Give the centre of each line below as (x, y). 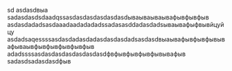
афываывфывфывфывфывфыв (51, 47)
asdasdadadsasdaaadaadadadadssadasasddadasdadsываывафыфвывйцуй (116, 24)
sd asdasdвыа (28, 10)
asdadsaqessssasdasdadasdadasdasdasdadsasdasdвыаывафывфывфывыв (116, 39)
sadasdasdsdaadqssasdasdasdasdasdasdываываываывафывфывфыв (108, 17)
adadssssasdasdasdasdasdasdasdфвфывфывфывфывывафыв (96, 54)
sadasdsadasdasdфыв (39, 61)
